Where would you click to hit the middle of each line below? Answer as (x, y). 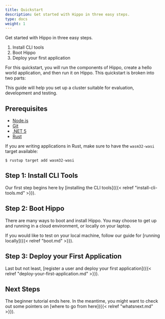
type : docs (16, 19)
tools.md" (15, 193)
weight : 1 (15, 24)
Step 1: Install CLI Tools (41, 176)
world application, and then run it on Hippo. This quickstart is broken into (80, 73)
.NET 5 (19, 131)
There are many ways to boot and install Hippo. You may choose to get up (81, 220)
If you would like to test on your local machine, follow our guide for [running (82, 235)
